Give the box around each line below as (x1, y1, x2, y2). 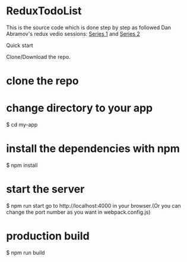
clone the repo (6, 74, 79, 88)
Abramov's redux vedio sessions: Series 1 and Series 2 (6, 30, 141, 37)
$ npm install (6, 162, 38, 169)
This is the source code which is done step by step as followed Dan (6, 24, 171, 31)
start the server (6, 183, 85, 196)
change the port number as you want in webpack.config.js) (6, 208, 151, 216)
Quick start (6, 42, 33, 49)
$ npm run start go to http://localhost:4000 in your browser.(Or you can (6, 202, 181, 209)
